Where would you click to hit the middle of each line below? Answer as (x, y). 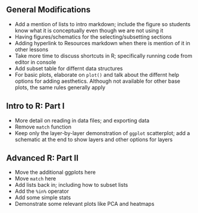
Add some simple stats (43, 198)
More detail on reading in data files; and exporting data (82, 120)
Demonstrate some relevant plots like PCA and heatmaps (84, 204)
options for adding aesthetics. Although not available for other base (97, 81)
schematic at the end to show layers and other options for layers (94, 139)
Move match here (35, 178)
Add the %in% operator (42, 191)
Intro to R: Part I (35, 106)
